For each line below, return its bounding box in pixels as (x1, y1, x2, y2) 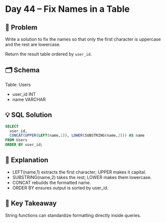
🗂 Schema (5, 66, 40, 75)
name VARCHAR (12, 96, 46, 102)
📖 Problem (5, 23, 38, 32)
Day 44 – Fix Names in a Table (5, 3, 130, 15)
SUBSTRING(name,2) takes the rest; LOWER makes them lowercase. (12, 174, 152, 180)
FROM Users (5, 137, 28, 143)
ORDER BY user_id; (5, 142, 43, 147)
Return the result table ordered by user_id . (5, 51, 92, 57)
